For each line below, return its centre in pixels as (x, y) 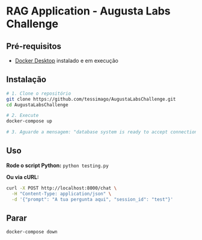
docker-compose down (32, 232)
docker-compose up (29, 121)
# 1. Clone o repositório (38, 93)
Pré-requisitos (34, 46)
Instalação (26, 80)
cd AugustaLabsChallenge (37, 105)
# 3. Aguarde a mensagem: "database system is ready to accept (87, 132)
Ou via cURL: (23, 177)
